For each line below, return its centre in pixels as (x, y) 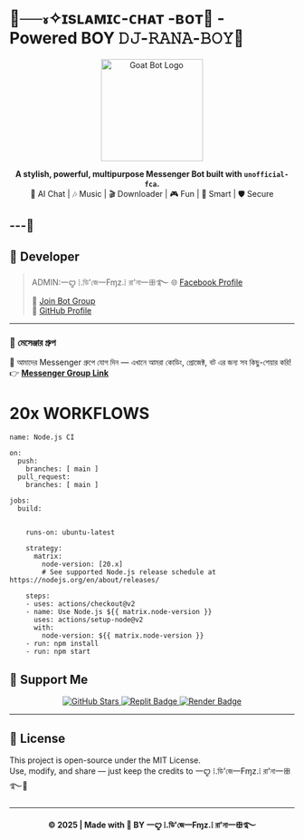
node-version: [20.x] (83, 564)
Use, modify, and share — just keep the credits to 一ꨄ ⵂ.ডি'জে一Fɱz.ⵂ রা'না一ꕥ (150, 771)
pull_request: (44, 477)
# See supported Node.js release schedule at (129, 572)
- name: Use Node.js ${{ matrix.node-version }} (119, 612)
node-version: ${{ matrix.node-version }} (123, 636)
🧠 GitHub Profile (62, 311)
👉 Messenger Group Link (59, 373)
